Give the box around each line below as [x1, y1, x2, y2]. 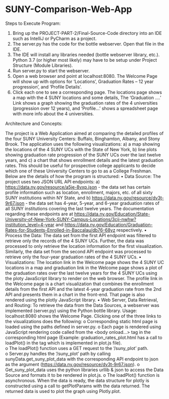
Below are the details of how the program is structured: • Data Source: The [5, 173, 161, 179]
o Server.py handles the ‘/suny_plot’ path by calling [5, 350, 111, 357]
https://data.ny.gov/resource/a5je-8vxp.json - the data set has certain [5, 184, 151, 190]
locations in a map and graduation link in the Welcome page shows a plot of [5, 264, 163, 271]
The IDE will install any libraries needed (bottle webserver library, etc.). [12, 52, 160, 58]
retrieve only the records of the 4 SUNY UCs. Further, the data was [5, 238, 144, 244]
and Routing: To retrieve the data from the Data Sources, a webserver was [5, 302, 160, 308]
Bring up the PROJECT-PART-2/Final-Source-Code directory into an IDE [12, 30, 162, 36]
